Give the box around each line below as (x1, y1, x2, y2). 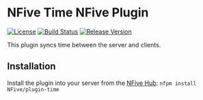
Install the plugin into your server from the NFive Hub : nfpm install (7, 79, 197, 87)
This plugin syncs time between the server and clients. (7, 40, 161, 49)
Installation (7, 60, 56, 73)
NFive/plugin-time (7, 86, 59, 93)
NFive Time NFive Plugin (7, 5, 149, 21)
